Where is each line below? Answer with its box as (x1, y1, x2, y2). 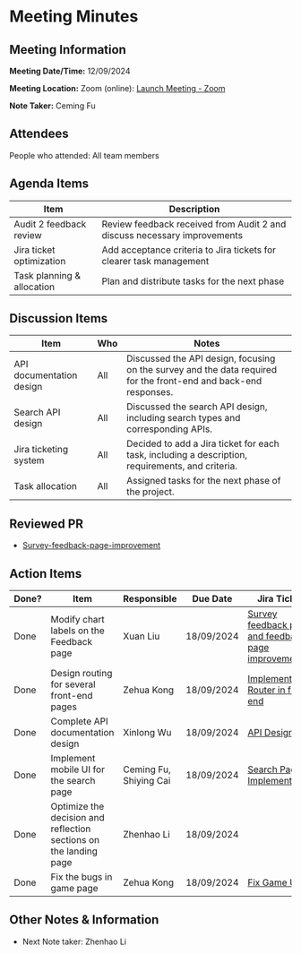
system (13, 454, 45, 467)
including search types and (126, 412, 241, 425)
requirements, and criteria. (126, 460, 237, 472)
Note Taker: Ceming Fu (9, 100, 96, 111)
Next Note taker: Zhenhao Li (21, 936, 127, 947)
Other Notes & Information (9, 912, 159, 928)
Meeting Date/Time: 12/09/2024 (9, 65, 131, 76)
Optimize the (50, 800, 105, 812)
